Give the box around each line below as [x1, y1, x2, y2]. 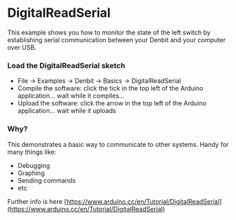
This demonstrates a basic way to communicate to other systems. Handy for [7, 140, 229, 148]
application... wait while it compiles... [17, 91, 125, 100]
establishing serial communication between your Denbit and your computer [7, 35, 226, 44]
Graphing [17, 169, 45, 177]
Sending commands [17, 176, 76, 184]
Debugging [17, 161, 51, 169]
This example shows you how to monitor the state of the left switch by [7, 28, 211, 37]
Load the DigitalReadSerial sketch [7, 60, 125, 70]
